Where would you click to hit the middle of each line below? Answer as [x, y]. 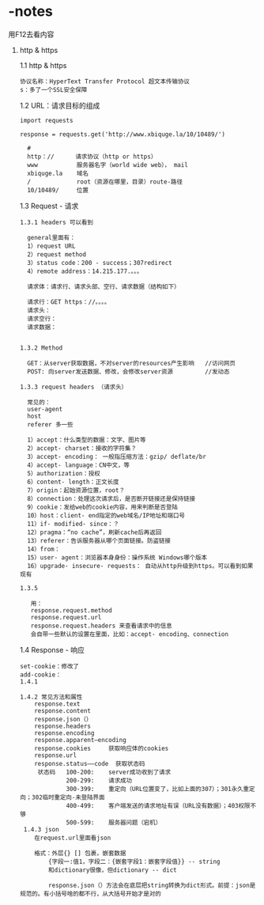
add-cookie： [40, 675]
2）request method [57, 254]
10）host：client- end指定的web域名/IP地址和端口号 [106, 515]
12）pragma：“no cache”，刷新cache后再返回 [94, 532]
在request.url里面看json [73, 838]
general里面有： [51, 237]
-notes [31, 11]
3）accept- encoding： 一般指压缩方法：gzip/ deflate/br [117, 456]
